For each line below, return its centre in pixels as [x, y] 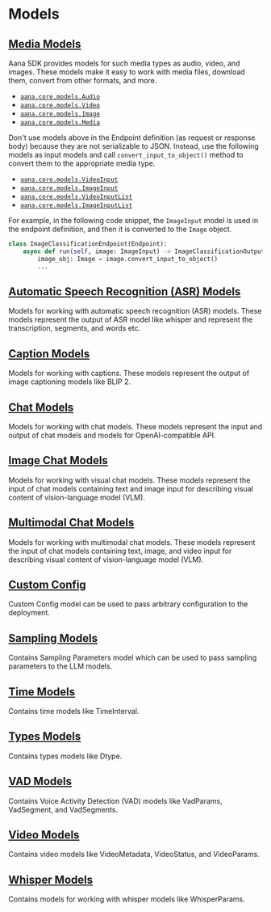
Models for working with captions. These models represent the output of [129, 374]
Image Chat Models [58, 460]
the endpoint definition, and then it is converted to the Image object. [120, 229]
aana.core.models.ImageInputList [76, 205]
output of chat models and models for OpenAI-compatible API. [112, 435]
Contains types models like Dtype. [65, 756]
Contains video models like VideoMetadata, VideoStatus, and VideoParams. [134, 855]
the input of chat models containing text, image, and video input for [120, 551]
